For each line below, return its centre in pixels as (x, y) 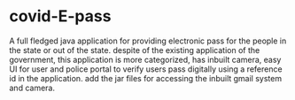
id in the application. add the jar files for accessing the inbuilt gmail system (145, 78)
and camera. (32, 88)
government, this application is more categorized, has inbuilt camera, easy (145, 59)
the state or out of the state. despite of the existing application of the (135, 50)
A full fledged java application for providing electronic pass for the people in (148, 41)
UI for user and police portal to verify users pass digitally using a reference (146, 69)
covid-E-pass (60, 16)
